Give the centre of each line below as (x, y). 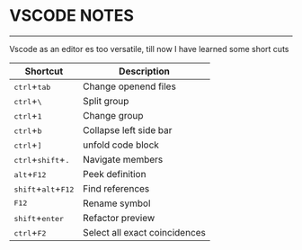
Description (144, 71)
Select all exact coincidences (144, 232)
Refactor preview (119, 218)
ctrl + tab (32, 86)
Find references (116, 188)
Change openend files (129, 86)
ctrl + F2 (30, 232)
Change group (113, 115)
